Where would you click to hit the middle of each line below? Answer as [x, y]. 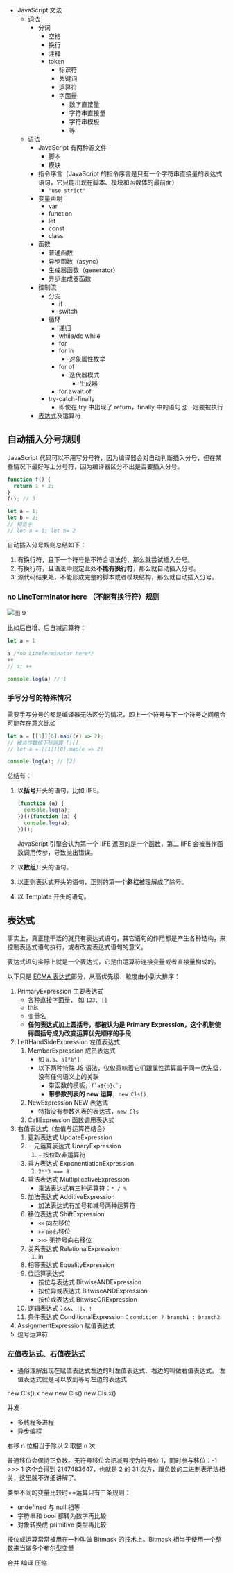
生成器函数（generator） [84, 270]
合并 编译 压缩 [27, 1563]
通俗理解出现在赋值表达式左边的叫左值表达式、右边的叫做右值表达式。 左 [121, 1370]
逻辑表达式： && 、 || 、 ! [60, 1308]
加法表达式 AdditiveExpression [71, 1197]
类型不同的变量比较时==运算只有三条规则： [69, 1492]
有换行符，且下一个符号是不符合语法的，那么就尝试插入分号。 [105, 559]
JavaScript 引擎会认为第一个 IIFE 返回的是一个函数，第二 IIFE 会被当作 [117, 843]
